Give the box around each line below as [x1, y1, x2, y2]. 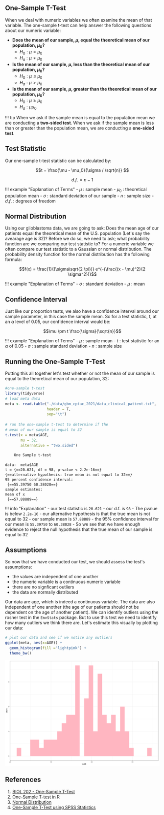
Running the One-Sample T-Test [5, 357, 105, 366]
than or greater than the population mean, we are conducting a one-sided [5, 125, 154, 131]
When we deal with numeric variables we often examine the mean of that [5, 17, 152, 23]
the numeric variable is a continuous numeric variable [12, 579, 121, 585]
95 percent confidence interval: [5, 477, 73, 482]
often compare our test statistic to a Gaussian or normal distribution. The [5, 246, 152, 252]
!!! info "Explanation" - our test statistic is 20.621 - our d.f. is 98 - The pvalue [5, 505, 158, 511]
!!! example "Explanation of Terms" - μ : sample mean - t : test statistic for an [5, 338, 160, 344]
